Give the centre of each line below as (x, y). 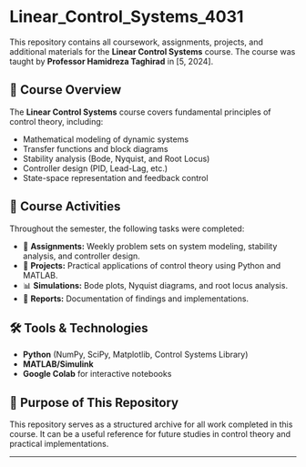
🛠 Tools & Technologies (79, 328)
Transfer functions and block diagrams (95, 148)
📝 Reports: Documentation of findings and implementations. (135, 299)
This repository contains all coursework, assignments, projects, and (137, 42)
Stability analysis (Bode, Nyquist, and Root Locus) (116, 158)
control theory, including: (56, 121)
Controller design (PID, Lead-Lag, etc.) (95, 168)
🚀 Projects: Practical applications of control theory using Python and (152, 265)
